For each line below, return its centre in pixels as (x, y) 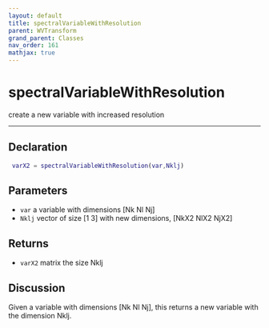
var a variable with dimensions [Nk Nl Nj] (87, 210)
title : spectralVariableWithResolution (75, 23)
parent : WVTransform (43, 30)
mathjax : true (32, 53)
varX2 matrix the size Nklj (61, 263)
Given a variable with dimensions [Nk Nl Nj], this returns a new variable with (133, 307)
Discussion (37, 288)
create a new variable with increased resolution (86, 114)
